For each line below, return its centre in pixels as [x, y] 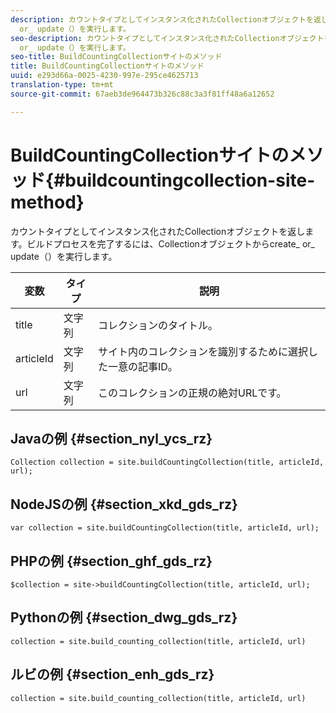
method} [47, 202]
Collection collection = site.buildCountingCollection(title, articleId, [167, 462]
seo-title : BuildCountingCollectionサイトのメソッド [116, 57]
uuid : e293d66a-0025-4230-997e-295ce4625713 [104, 76]
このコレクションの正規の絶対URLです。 [192, 393]
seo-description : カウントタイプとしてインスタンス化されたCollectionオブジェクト [167, 38]
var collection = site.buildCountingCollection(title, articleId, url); [165, 528]
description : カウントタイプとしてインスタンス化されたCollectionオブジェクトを [162, 19]
